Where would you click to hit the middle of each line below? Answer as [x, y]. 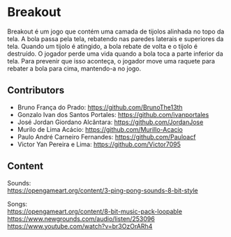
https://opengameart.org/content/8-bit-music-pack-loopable [95, 211]
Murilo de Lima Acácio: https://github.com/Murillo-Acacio [100, 129]
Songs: [17, 204]
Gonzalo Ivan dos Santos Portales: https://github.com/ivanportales [113, 114]
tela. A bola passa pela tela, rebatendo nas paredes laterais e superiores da [115, 38]
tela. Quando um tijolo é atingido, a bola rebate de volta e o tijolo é [102, 46]
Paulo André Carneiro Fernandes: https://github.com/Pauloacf [106, 137]
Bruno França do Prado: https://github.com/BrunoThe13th [100, 107]
